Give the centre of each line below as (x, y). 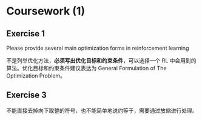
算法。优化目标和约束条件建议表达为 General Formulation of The (86, 68)
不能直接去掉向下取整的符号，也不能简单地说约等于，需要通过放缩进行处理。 (102, 110)
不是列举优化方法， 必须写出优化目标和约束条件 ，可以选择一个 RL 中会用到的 (101, 61)
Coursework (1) (46, 11)
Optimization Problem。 (36, 76)
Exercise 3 (26, 95)
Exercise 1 (26, 34)
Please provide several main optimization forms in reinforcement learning (98, 48)
